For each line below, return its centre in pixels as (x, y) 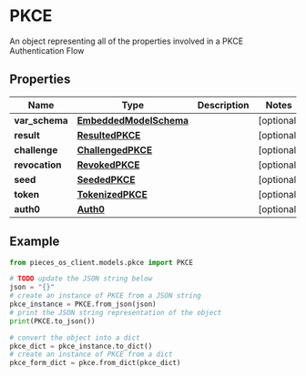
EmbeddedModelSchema (133, 120)
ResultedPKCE (109, 135)
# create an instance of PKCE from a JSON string (106, 296)
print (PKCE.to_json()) (52, 321)
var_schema (41, 120)
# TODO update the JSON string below (81, 279)
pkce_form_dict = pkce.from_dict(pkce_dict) (95, 363)
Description (223, 105)
